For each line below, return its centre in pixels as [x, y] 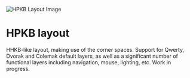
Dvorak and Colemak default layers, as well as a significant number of [92, 56]
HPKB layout [38, 33]
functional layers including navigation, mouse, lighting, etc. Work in [89, 62]
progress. [18, 68]
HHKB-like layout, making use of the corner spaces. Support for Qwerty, [95, 49]
